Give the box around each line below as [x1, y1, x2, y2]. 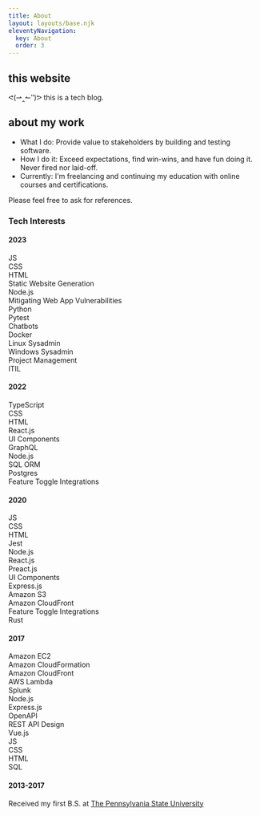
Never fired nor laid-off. [19, 162, 98, 173]
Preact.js [8, 564, 38, 574]
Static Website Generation [8, 278, 94, 288]
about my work [8, 116, 85, 129]
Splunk [8, 685, 32, 695]
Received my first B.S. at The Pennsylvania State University [8, 798, 204, 808]
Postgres [8, 469, 38, 478]
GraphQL [8, 443, 38, 453]
